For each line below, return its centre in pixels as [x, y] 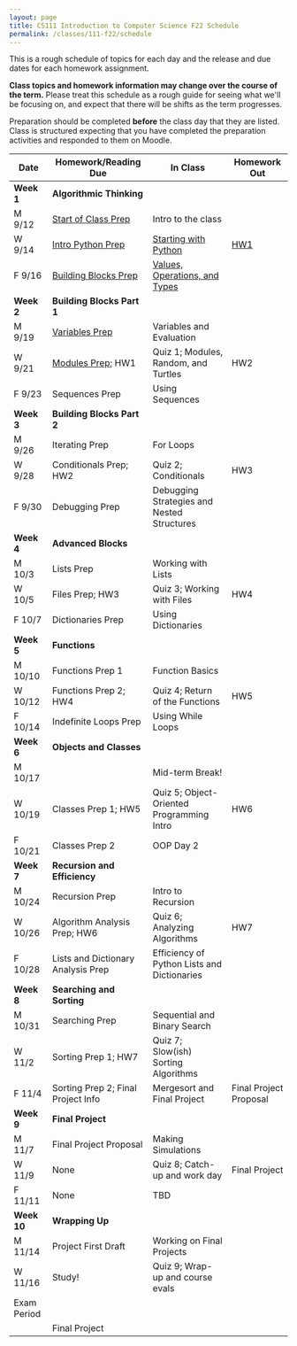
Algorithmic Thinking [98, 194]
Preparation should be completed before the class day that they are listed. [145, 121]
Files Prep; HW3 [85, 594]
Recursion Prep [84, 897]
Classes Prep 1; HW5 [96, 809]
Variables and [181, 327]
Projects [170, 1252]
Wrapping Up [80, 1221]
